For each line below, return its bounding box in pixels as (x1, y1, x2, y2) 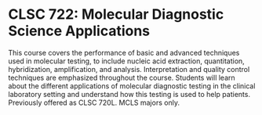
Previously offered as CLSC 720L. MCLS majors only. (8, 98, 180, 107)
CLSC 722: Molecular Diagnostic (8, 5, 224, 23)
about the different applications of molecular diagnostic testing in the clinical (8, 81, 256, 91)
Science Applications (8, 22, 151, 40)
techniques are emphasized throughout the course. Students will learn (8, 73, 235, 82)
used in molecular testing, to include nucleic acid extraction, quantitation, (8, 56, 245, 66)
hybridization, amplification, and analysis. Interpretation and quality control (8, 64, 250, 74)
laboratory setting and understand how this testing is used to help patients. (8, 89, 251, 99)
